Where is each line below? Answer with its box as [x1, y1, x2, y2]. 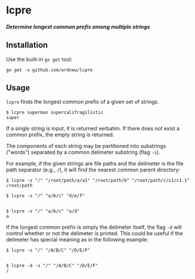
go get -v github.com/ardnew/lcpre [6, 67, 93, 73]
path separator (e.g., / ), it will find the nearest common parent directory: [6, 166, 180, 173]
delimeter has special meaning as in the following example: [6, 236, 149, 243]
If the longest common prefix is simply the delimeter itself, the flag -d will [6, 223, 182, 231]
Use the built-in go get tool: [6, 56, 73, 63]
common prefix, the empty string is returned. [6, 131, 114, 138]
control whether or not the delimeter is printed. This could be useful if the [6, 230, 183, 237]
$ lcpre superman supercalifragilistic [6, 109, 104, 116]
